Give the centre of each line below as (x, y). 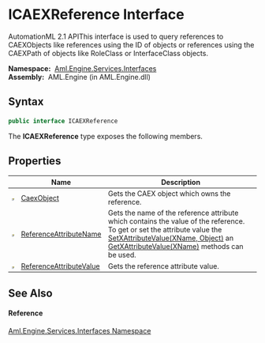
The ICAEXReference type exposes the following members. (106, 136)
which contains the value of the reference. (176, 221)
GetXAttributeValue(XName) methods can (175, 247)
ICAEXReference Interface (96, 15)
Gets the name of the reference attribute (173, 213)
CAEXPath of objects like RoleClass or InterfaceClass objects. (108, 53)
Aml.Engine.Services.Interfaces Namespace (80, 330)
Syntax (26, 102)
